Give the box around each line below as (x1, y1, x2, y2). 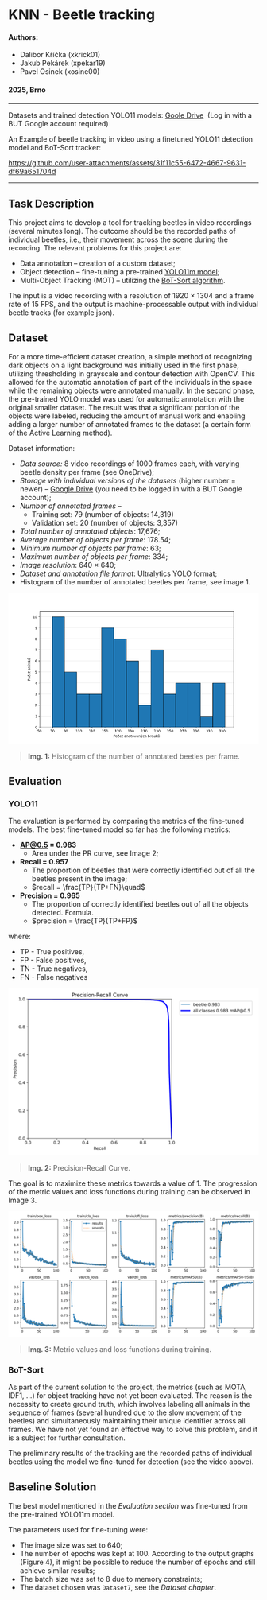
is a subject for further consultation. (8, 1433, 126, 1443)
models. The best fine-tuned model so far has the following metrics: (8, 825, 231, 834)
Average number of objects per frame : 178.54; (19, 535, 172, 545)
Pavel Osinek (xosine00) (19, 67, 100, 76)
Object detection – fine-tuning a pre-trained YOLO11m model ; (19, 267, 220, 277)
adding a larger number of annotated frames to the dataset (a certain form (8, 420, 252, 429)
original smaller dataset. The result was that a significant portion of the (8, 403, 240, 413)
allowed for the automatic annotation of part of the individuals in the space (8, 378, 253, 387)
